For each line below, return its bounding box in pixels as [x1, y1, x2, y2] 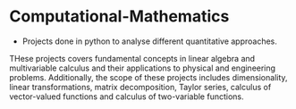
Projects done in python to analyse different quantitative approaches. [21, 36, 277, 46]
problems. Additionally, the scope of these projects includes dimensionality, [9, 71, 288, 82]
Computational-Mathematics [9, 6, 230, 27]
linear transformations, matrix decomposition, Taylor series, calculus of [9, 81, 272, 92]
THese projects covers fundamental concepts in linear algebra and [9, 53, 256, 63]
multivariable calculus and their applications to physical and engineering [9, 63, 275, 73]
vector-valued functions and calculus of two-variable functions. [9, 91, 244, 102]
